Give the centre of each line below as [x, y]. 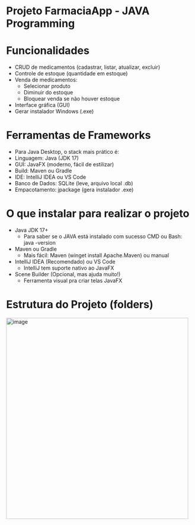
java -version [40, 243]
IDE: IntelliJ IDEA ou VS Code [50, 177]
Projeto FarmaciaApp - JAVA [78, 11]
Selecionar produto [47, 86]
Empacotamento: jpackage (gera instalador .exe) [74, 190]
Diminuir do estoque [48, 93]
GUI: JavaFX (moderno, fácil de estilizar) [64, 165]
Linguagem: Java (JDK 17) [47, 158]
